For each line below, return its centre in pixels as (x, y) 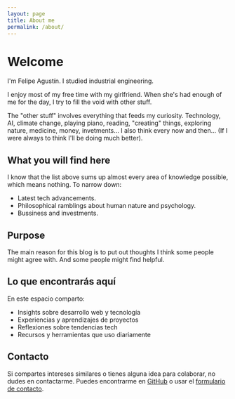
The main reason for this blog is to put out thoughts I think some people (110, 252)
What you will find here (59, 160)
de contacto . (26, 388)
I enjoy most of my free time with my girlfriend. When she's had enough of (115, 95)
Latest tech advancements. (57, 198)
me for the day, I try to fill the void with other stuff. (80, 102)
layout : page (26, 14)
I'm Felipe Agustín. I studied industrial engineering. (81, 81)
